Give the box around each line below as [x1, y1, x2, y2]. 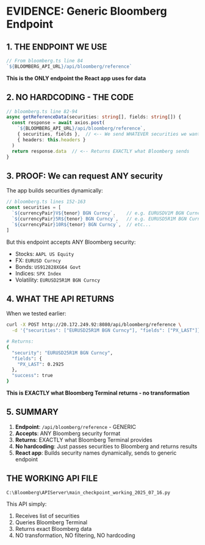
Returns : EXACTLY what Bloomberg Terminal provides [15, 436, 153, 444]
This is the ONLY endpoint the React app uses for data [6, 75, 146, 82]
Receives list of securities [15, 512, 80, 519]
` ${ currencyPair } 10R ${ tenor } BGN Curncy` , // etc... [12, 221, 151, 227]
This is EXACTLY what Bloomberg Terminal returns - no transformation [6, 389, 190, 397]
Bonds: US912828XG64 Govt [15, 263, 81, 270]
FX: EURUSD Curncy [15, 257, 61, 264]
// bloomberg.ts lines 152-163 [6, 199, 86, 205]
